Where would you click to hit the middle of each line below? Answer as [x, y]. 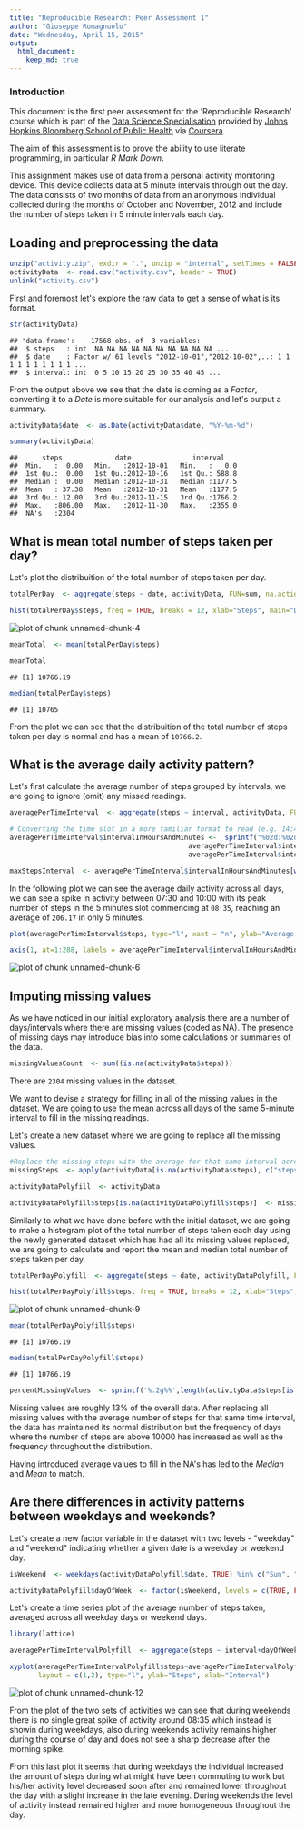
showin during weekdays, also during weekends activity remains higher [143, 1729]
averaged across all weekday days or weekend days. [108, 1617]
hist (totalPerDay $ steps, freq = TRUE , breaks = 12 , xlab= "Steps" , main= [150, 611]
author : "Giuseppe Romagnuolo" [69, 26]
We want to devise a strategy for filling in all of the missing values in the [143, 1099]
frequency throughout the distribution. [81, 1446]
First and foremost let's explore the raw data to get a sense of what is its [145, 298]
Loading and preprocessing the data [114, 243]
